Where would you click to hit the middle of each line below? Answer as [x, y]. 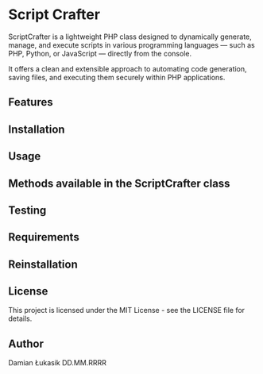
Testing [27, 210]
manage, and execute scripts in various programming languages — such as [132, 44]
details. [20, 318]
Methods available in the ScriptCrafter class [119, 183]
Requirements [44, 237]
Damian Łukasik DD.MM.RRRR [58, 363]
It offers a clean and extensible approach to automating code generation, [128, 68]
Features [31, 102]
